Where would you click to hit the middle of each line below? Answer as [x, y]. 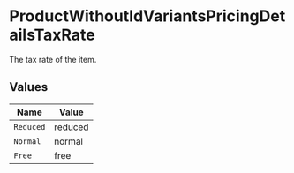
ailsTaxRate [52, 35]
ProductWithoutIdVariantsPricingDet [147, 16]
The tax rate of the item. [53, 59]
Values [29, 87]
